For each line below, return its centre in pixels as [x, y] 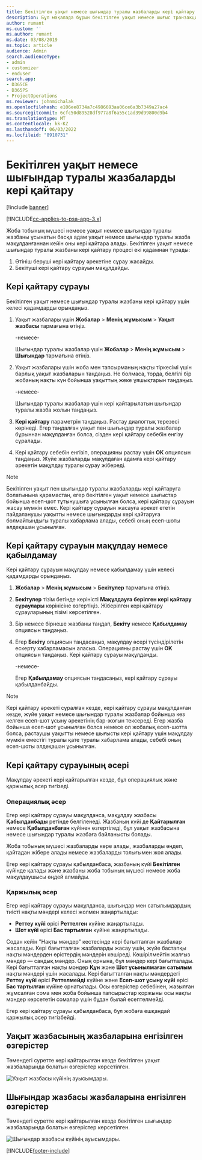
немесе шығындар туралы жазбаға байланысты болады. [79, 834]
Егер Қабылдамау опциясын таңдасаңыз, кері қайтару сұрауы [96, 678]
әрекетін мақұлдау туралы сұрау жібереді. [70, 465]
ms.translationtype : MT [36, 118]
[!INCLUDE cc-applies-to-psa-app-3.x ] [54, 219]
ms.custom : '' [24, 29]
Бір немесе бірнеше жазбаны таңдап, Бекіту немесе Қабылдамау [101, 624]
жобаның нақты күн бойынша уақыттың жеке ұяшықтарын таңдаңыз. [104, 380]
